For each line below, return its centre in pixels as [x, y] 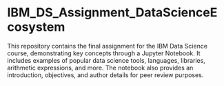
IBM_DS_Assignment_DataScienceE [112, 13]
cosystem [36, 27]
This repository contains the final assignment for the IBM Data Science [108, 46]
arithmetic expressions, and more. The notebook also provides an [100, 68]
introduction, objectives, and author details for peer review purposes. [105, 75]
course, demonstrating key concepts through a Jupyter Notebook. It [104, 53]
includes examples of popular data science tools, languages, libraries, [106, 60]
